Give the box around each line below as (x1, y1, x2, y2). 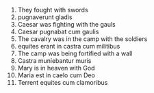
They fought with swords (17, 6, 88, 14)
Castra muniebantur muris (17, 57, 92, 64)
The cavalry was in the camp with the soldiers (17, 35, 148, 43)
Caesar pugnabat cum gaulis (17, 27, 99, 36)
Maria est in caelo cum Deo (17, 71, 95, 79)
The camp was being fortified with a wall (17, 49, 133, 57)
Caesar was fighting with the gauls (17, 21, 116, 28)
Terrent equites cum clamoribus (17, 79, 108, 86)
